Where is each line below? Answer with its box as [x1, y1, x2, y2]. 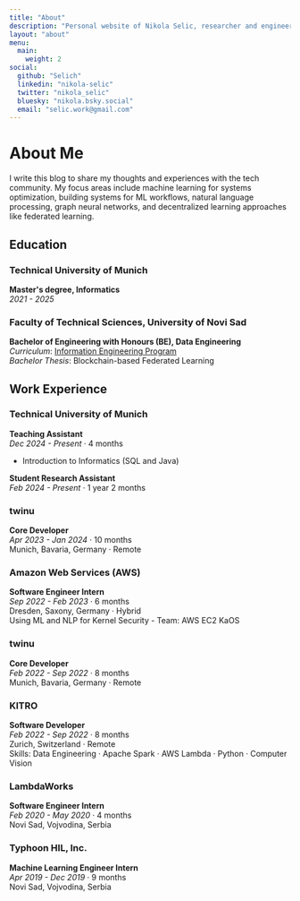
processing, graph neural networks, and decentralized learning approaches [9, 202, 287, 212]
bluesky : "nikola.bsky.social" [17, 96, 134, 106]
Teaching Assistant [9, 428, 83, 439]
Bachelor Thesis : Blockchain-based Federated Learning [9, 356, 214, 366]
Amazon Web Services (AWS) [9, 566, 141, 579]
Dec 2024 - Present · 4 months [9, 438, 123, 449]
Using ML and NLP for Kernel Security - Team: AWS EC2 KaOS [9, 615, 240, 626]
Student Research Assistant [9, 472, 116, 484]
